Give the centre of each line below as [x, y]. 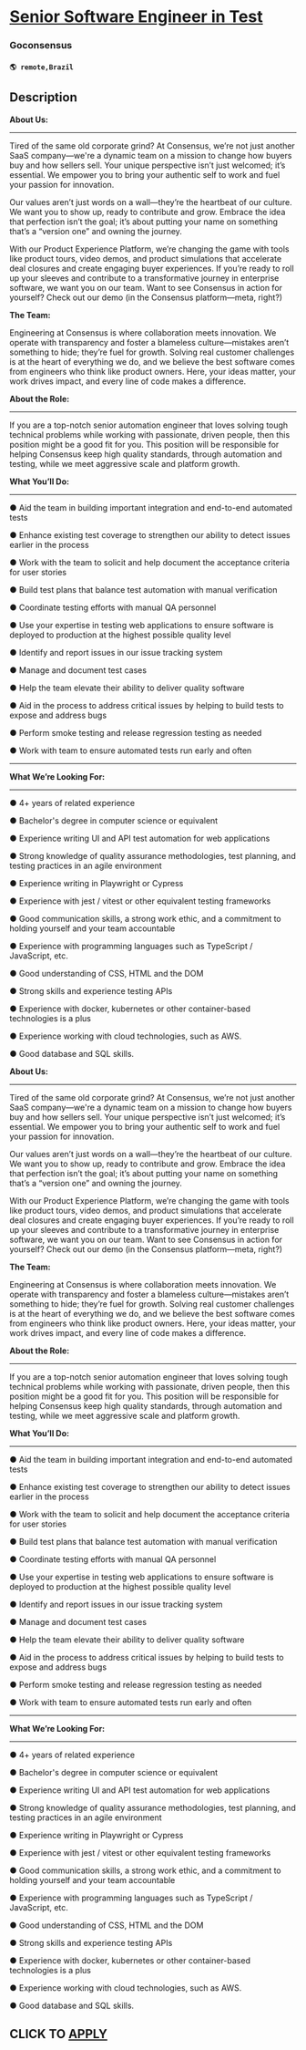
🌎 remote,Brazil [42, 67]
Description [43, 98]
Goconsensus [41, 46]
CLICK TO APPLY [58, 2034]
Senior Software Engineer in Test [136, 17]
